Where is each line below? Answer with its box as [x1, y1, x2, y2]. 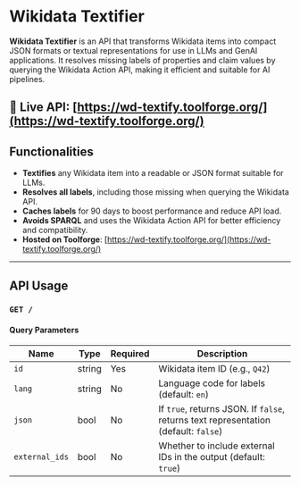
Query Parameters [9, 324, 79, 336]
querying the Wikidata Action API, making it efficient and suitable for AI [9, 64, 271, 75]
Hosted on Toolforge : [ [21, 234, 108, 245]
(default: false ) [158, 424, 223, 437]
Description [196, 347, 248, 359]
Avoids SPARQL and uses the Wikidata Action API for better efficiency [21, 215, 281, 226]
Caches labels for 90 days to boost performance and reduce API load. [21, 205, 282, 216]
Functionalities [9, 144, 94, 159]
